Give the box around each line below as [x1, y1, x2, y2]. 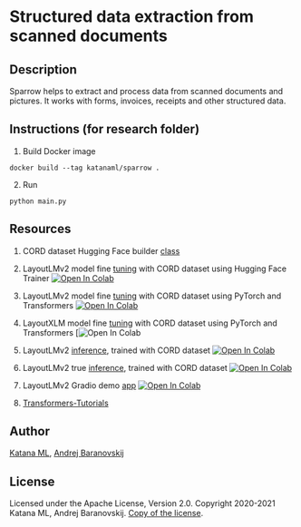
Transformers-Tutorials [22, 397, 109, 408]
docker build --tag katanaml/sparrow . [9, 163, 160, 172]
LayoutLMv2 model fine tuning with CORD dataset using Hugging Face [22, 263, 287, 274]
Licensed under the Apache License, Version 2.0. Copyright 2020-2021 [9, 498, 276, 509]
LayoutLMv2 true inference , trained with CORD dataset [22, 362, 228, 373]
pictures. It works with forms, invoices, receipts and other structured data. [9, 95, 286, 106]
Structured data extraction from [9, 6, 254, 27]
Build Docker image [22, 145, 97, 156]
